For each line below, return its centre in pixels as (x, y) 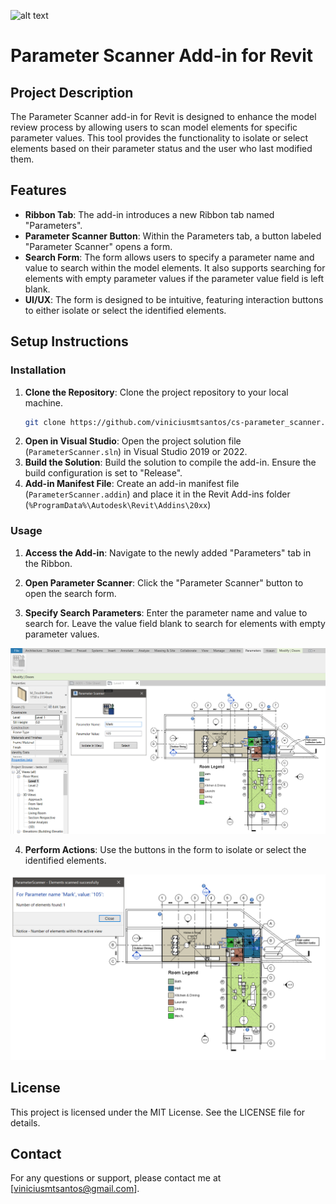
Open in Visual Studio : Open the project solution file (133, 441)
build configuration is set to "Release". (103, 473)
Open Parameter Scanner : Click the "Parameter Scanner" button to (164, 582)
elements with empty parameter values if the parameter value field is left (174, 278)
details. (25, 1122)
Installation (38, 370)
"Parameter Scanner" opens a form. (98, 246)
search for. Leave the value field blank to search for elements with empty (175, 623)
